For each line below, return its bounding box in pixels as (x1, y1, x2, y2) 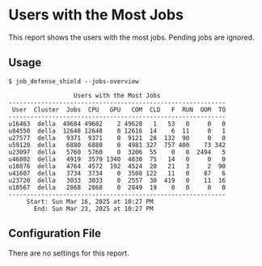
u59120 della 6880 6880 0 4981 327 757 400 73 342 (8, 141, 226, 149)
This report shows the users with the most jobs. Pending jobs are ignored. (8, 32, 255, 42)
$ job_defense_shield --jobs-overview (8, 77, 139, 86)
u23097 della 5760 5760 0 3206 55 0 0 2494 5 (8, 148, 226, 156)
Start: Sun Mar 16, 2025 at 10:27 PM (26, 197, 154, 205)
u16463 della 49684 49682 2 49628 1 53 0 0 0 (8, 120, 226, 128)
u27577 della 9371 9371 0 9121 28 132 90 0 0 (8, 133, 226, 142)
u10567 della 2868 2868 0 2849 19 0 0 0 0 (8, 184, 226, 192)
